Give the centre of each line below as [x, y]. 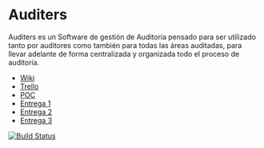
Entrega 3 [36, 120]
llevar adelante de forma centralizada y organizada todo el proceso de [124, 54]
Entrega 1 [35, 103]
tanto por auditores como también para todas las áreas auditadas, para [125, 45]
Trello [29, 86]
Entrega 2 [36, 112]
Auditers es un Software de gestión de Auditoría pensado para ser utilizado [132, 37]
